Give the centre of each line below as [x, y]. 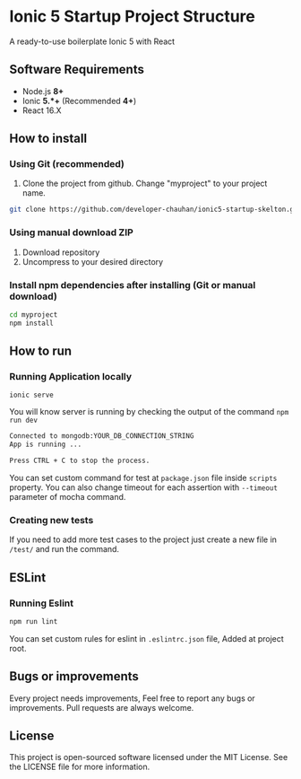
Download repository [61, 252]
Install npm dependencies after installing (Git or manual [133, 284]
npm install [31, 323]
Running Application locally [71, 376]
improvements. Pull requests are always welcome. [102, 707]
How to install [48, 139]
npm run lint [34, 621]
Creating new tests [52, 520]
